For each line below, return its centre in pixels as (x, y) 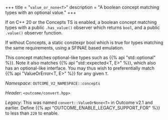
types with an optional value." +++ (41, 12)
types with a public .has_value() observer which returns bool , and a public (82, 27)
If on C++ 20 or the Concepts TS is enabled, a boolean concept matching (81, 22)
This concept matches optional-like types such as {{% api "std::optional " (80, 57)
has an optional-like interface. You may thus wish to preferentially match (80, 68)
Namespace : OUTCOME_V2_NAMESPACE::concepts (53, 83)
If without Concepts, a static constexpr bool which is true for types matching (84, 42)
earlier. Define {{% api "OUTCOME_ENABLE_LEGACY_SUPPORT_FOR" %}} (83, 108)
